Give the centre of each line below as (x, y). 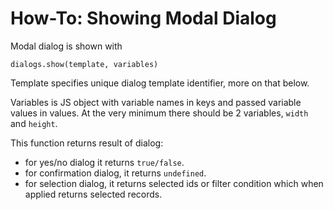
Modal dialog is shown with (66, 46)
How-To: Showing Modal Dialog (143, 18)
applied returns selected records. (93, 194)
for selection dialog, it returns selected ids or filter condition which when (174, 183)
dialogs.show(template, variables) (84, 64)
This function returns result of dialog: (87, 143)
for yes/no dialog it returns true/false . (104, 162)
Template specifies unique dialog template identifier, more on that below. (160, 83)
